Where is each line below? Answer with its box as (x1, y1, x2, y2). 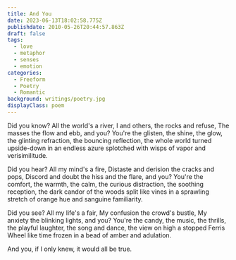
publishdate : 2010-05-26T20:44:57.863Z (7, 23, 125, 30)
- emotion (13, 63, 42, 70)
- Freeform (13, 75, 46, 83)
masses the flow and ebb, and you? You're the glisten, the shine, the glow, (7, 128, 223, 137)
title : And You (7, 10, 52, 18)
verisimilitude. (7, 151, 48, 159)
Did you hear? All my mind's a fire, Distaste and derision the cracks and (7, 165, 215, 173)
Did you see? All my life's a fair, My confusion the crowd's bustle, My (7, 209, 208, 217)
